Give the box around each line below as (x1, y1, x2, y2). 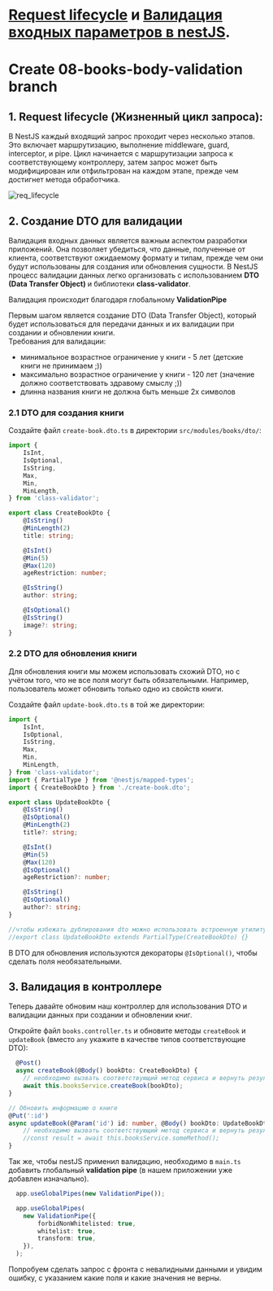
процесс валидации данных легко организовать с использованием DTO (8, 270, 260, 280)
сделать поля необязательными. (8, 956, 122, 966)
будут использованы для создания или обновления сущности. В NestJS (8, 262, 258, 271)
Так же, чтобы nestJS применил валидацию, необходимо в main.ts (8, 1157, 241, 1166)
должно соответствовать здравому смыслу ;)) (19, 379, 183, 387)
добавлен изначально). (8, 1174, 89, 1184)
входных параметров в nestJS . (8, 23, 231, 42)
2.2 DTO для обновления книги (8, 648, 137, 659)
